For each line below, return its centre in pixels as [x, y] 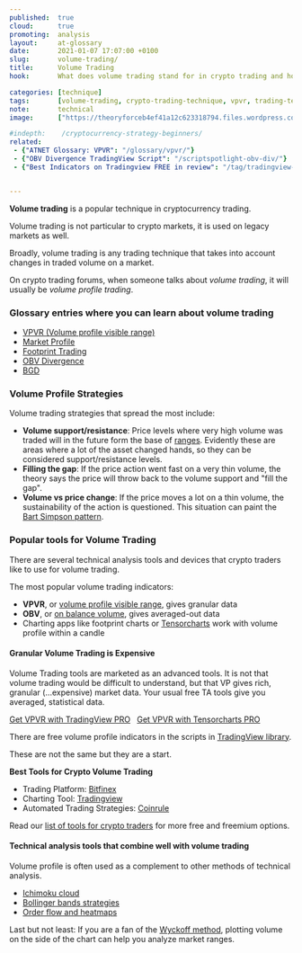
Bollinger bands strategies [71, 902]
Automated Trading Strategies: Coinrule [96, 808]
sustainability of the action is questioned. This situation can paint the [149, 507]
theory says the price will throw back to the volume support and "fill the [155, 478]
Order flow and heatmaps [70, 912]
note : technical [52, 109]
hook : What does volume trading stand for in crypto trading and [146, 76]
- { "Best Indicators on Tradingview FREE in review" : [116, 167]
